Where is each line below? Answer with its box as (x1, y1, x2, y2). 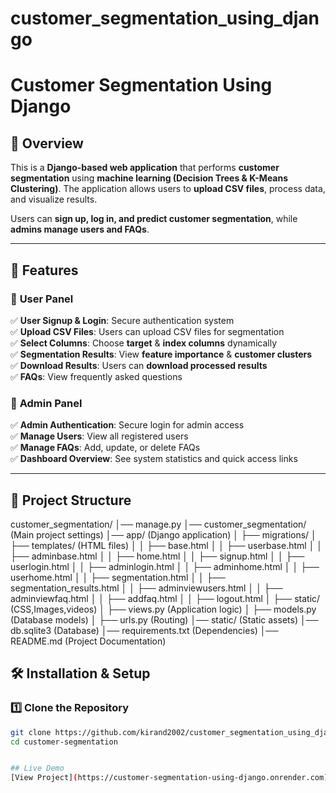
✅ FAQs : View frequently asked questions (10, 370, 183, 382)
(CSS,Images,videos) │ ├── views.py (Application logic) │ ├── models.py (10, 603, 317, 615)
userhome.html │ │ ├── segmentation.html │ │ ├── (10, 571, 226, 583)
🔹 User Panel (10, 292, 74, 306)
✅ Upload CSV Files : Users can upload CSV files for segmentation (10, 325, 285, 337)
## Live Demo (10, 763, 65, 774)
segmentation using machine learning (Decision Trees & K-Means (10, 172, 289, 184)
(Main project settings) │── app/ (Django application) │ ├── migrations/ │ (10, 528, 317, 541)
